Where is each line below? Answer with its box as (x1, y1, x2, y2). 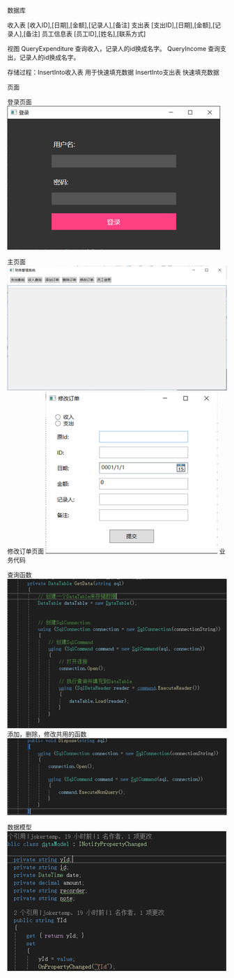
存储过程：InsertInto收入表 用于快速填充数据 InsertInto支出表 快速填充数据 (7, 68, 219, 76)
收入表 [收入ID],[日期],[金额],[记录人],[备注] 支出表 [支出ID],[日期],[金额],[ (7, 21, 215, 29)
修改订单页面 (7, 547, 44, 555)
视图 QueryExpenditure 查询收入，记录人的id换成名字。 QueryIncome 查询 (7, 45, 221, 52)
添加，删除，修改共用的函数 (7, 729, 87, 738)
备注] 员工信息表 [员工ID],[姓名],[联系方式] (25, 30, 146, 38)
